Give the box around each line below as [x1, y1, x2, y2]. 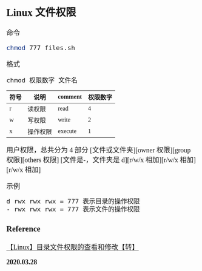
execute [58, 128, 77, 135]
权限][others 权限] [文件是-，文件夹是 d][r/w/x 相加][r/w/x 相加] [6, 156, 196, 165]
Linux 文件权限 [6, 6, 76, 19]
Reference [6, 224, 41, 234]
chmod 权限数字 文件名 [6, 76, 78, 85]
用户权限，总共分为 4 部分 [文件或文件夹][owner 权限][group [6, 146, 191, 155]
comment [58, 93, 82, 100]
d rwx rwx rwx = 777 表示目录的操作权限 [6, 197, 140, 206]
